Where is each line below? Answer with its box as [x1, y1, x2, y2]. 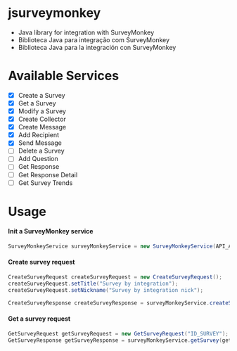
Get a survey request [8, 314, 71, 323]
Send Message [18, 139, 62, 147]
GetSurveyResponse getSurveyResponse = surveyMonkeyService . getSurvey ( [8, 336, 222, 344]
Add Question [18, 155, 58, 163]
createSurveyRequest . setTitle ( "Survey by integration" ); [8, 280, 179, 287]
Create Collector [18, 115, 66, 124]
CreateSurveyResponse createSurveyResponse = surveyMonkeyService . [8, 299, 210, 307]
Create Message [18, 123, 66, 132]
